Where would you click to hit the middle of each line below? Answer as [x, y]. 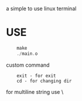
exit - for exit [37, 76]
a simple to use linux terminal [41, 9]
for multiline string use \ [35, 92]
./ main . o [27, 53]
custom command [28, 65]
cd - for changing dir [44, 81]
